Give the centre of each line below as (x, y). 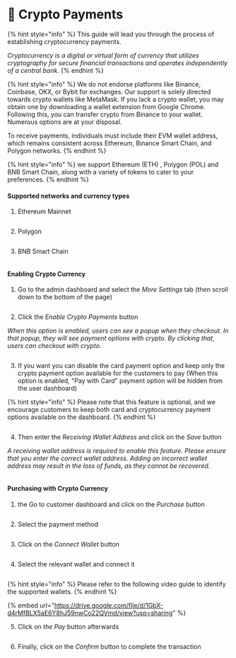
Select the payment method (58, 524)
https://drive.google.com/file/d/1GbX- (109, 605)
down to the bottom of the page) (65, 297)
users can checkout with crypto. (54, 346)
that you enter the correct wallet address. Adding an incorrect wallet (107, 458)
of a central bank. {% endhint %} (55, 70)
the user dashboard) (47, 389)
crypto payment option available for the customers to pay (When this (118, 373)
